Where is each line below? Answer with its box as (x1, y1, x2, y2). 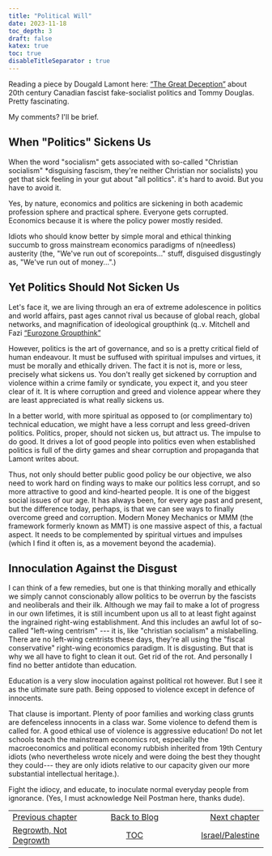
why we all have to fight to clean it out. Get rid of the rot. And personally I (8, 652, 253, 662)
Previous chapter (12, 812, 78, 823)
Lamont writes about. (8, 454, 79, 464)
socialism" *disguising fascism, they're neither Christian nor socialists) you (8, 165, 258, 175)
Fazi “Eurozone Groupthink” (8, 328, 101, 337)
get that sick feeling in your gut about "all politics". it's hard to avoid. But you (8, 174, 263, 184)
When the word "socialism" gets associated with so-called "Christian (8, 157, 239, 167)
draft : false (8, 34, 53, 43)
